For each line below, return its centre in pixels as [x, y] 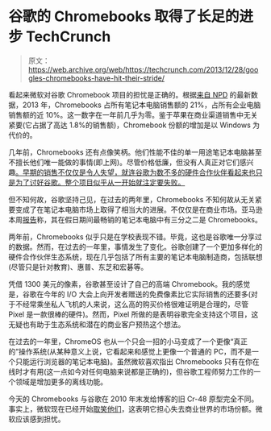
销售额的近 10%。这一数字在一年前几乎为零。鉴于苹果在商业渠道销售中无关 [133, 114]
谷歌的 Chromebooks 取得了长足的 [124, 17]
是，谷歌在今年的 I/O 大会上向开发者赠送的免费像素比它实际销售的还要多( [130, 294]
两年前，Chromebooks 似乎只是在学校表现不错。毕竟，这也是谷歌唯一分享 [132, 236]
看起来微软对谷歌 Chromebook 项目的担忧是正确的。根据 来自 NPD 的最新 [130, 94]
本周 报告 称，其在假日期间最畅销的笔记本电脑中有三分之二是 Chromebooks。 [135, 219]
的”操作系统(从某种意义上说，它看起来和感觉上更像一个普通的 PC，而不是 [130, 351]
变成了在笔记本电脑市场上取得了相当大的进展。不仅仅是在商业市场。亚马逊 [139, 209]
